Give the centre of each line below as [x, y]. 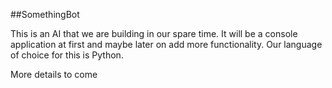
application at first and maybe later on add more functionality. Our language [166, 44]
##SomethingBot [45, 14]
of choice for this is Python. [67, 55]
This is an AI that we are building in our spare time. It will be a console [154, 33]
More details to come [54, 74]
